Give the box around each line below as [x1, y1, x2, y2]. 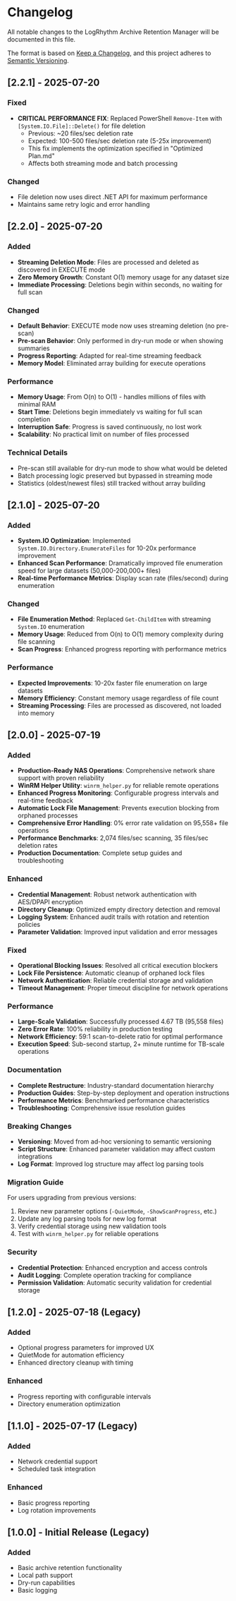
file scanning [17, 637, 56, 646]
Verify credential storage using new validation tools [17, 1222, 167, 1230]
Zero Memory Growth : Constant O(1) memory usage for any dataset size [17, 272, 230, 281]
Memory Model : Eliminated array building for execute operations [17, 359, 206, 367]
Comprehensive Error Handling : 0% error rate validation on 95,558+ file [17, 819, 229, 827]
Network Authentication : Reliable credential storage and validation [17, 976, 213, 985]
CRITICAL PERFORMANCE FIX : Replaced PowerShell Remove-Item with [17, 114, 223, 122]
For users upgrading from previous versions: [7, 1194, 137, 1202]
